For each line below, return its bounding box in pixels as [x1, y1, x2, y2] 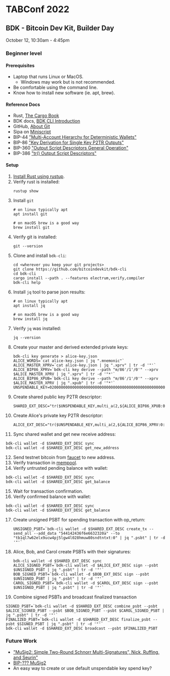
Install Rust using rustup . [13, 173, 65, 179]
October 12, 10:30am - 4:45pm [6, 37, 70, 43]
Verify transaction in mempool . [13, 460, 77, 466]
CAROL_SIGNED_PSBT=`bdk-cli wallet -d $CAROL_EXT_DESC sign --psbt [13, 580, 158, 586]
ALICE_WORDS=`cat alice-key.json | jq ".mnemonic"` [13, 358, 124, 363]
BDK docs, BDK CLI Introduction [13, 118, 80, 124]
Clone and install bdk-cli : [13, 252, 67, 258]
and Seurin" [13, 654, 38, 660]
